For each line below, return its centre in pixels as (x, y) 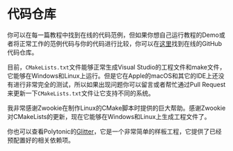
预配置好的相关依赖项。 (41, 140)
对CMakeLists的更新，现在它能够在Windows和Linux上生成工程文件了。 (109, 116)
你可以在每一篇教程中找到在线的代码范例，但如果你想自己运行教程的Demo (113, 35)
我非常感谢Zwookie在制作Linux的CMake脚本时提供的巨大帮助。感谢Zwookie (116, 108)
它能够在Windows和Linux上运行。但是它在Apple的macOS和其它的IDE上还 (113, 75)
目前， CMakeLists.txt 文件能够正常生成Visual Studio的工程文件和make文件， (116, 67)
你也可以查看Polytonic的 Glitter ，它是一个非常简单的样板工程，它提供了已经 (114, 131)
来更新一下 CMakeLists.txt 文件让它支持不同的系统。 (81, 93)
